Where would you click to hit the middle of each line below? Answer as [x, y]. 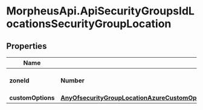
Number [72, 81]
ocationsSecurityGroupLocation [89, 24]
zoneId [19, 81]
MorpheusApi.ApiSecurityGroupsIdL [101, 11]
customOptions [32, 98]
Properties [27, 46]
